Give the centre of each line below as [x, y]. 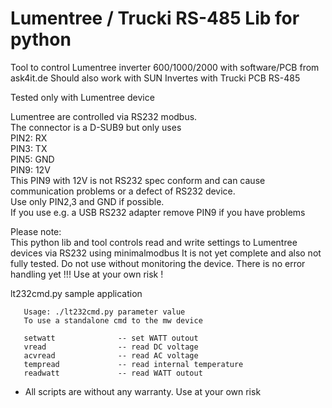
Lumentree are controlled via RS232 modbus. [104, 116]
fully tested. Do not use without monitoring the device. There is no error [158, 263]
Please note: [36, 231]
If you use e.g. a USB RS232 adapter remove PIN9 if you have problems [158, 212]
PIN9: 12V [30, 169]
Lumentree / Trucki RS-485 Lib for [155, 18]
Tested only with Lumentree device [82, 97]
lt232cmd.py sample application [76, 293]
